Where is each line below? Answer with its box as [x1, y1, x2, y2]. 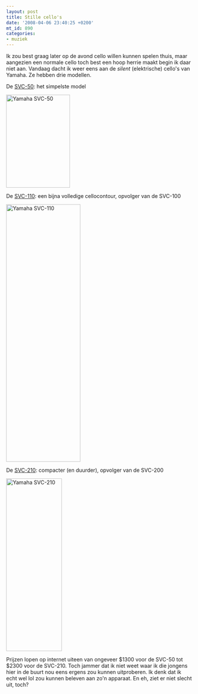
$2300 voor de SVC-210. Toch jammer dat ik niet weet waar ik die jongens [6, 662, 188, 669]
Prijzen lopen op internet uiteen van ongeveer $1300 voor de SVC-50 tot [6, 656, 183, 663]
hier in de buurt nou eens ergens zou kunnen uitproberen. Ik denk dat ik [6, 669, 182, 676]
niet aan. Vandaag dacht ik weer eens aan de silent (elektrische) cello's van [6, 65, 190, 72]
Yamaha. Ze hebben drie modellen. [6, 72, 92, 78]
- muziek [6, 36, 28, 42]
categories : [6, 31, 36, 37]
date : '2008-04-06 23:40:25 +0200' [6, 20, 94, 25]
